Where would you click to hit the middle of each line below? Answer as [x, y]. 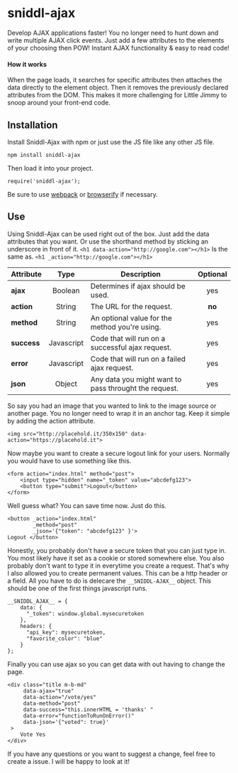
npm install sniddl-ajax [44, 155]
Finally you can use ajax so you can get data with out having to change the [116, 664]
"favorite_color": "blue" [64, 638]
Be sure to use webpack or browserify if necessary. [83, 194]
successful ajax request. [131, 347]
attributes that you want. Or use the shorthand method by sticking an [108, 241]
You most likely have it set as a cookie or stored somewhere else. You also [116, 558]
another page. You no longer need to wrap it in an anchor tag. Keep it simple [119, 413]
